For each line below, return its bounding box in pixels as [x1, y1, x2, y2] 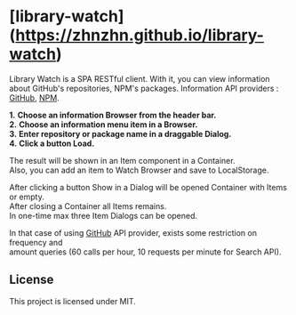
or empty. [9, 191, 44, 202]
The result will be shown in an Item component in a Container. [9, 155, 236, 166]
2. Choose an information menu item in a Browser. [9, 118, 198, 130]
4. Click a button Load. [9, 138, 95, 149]
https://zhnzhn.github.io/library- [15, 25, 265, 45]
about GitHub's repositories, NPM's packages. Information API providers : [9, 83, 279, 93]
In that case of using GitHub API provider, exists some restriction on [9, 227, 258, 238]
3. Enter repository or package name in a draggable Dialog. [9, 128, 232, 139]
